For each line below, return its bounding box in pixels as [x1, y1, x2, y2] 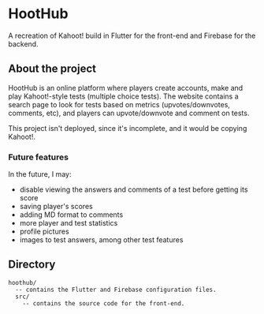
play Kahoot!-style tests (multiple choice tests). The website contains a [8, 92, 239, 101]
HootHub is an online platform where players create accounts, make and [8, 83, 244, 92]
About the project [8, 62, 97, 76]
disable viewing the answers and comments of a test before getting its [19, 185, 248, 194]
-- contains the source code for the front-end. [22, 299, 185, 308]
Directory [8, 258, 56, 271]
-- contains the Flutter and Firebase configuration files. [15, 286, 217, 293]
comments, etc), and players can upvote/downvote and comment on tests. [8, 108, 250, 118]
